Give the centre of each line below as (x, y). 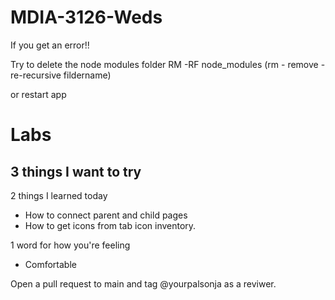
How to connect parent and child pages (106, 215)
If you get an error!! (50, 45)
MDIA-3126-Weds (86, 17)
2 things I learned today (59, 195)
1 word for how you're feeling (70, 245)
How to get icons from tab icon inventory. (110, 225)
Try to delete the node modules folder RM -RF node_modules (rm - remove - (168, 64)
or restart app (38, 94)
